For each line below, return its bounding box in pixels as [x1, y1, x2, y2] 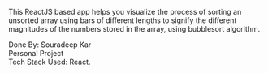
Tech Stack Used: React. [8, 57, 91, 67]
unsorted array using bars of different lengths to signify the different [8, 15, 237, 25]
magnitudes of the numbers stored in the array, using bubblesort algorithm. [8, 24, 261, 33]
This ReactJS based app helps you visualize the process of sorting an [8, 7, 242, 16]
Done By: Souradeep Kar [8, 40, 92, 49]
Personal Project [8, 49, 64, 58]
